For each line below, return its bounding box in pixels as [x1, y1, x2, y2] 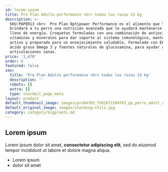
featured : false [5, 63, 39, 68]
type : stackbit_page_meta [9, 91, 64, 96]
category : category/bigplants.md [5, 110, 75, 115]
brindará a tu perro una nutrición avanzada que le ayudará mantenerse [9, 26, 162, 31]
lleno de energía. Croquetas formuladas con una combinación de [9, 31, 146, 36]
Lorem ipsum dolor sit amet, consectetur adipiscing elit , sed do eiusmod [5, 141, 156, 148]
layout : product [5, 96, 39, 101]
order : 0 [5, 59, 23, 64]
